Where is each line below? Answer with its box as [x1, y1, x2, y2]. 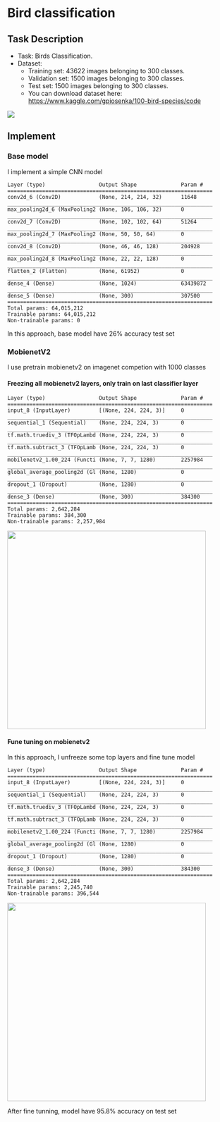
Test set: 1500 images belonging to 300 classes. [28, 82, 169, 90]
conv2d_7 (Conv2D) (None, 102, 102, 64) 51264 [7, 218, 197, 225]
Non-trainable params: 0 [7, 317, 80, 324]
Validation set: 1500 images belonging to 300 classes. [28, 74, 185, 83]
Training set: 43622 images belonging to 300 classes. [28, 67, 185, 75]
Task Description [7, 33, 84, 45]
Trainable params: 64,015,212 [7, 310, 97, 318]
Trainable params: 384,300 [7, 512, 87, 519]
